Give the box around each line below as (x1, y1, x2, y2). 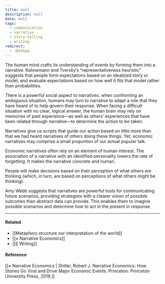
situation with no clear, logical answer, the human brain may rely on (5, 108, 141, 114)
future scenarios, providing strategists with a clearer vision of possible (5, 193, 148, 199)
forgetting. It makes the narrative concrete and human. (5, 158, 116, 164)
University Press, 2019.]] (5, 273, 55, 279)
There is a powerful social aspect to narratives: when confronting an (5, 92, 143, 98)
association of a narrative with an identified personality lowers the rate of (5, 153, 153, 159)
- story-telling (9, 35, 43, 40)
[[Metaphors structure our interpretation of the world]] (12, 230, 122, 236)
